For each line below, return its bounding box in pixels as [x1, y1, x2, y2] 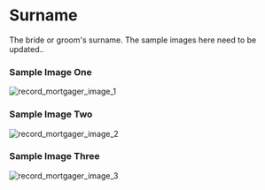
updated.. [9, 43, 44, 54]
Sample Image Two [9, 108, 93, 120]
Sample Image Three [9, 150, 100, 163]
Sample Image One [9, 65, 93, 78]
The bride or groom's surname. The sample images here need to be [9, 34, 257, 45]
